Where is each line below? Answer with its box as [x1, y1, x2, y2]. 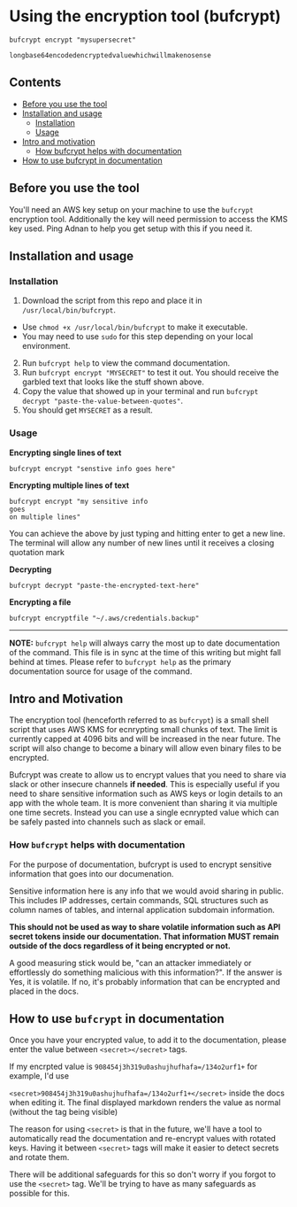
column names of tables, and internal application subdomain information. [9, 904, 276, 915]
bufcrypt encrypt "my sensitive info [9, 497, 148, 506]
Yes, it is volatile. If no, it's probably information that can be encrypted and [9, 976, 281, 986]
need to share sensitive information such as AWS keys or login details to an [9, 788, 283, 799]
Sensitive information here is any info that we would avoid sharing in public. [9, 886, 285, 896]
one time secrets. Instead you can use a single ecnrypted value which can [9, 808, 279, 818]
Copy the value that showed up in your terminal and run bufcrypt [21, 386, 259, 397]
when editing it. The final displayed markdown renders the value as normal [9, 1097, 281, 1108]
